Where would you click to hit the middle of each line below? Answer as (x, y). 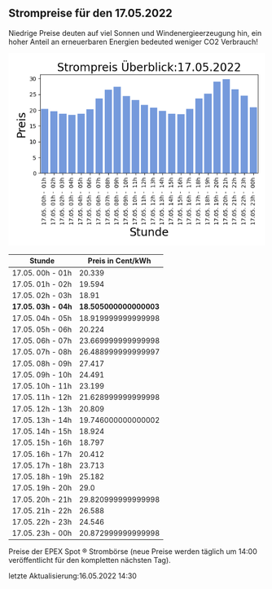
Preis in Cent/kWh (119, 261)
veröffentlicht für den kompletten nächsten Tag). (90, 560)
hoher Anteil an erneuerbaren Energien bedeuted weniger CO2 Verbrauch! (134, 42)
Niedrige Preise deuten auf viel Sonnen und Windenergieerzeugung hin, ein (135, 33)
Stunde (42, 261)
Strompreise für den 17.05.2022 (90, 13)
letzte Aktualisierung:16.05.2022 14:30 (72, 576)
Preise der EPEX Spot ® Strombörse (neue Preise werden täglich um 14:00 (133, 551)
